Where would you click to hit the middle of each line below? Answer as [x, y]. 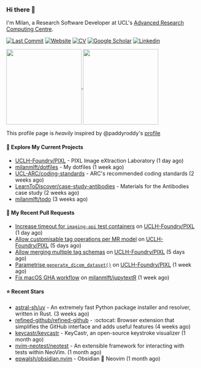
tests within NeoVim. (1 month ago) [58, 352]
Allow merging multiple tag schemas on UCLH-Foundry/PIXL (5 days [100, 252]
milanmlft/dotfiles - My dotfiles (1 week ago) [70, 167]
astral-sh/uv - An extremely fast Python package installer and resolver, [103, 307]
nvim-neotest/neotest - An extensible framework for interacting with [100, 346]
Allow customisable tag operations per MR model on [80, 239]
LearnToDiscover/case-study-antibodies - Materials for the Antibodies [102, 186]
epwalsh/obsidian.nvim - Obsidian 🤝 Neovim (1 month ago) [88, 358]
